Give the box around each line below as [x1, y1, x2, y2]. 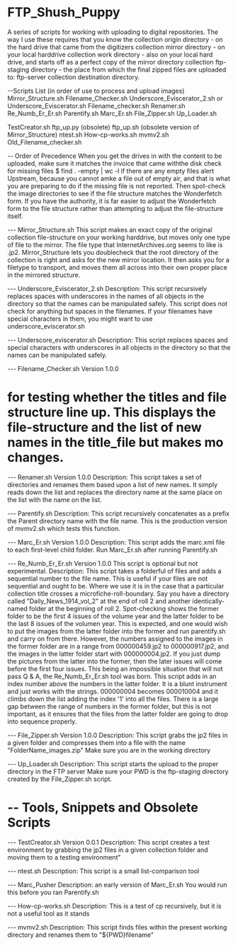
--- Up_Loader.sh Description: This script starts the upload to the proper [7, 759, 219, 768]
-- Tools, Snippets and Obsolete [7, 799, 198, 816]
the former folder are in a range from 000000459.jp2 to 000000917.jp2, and [7, 642, 229, 650]
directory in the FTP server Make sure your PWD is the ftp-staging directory [7, 767, 229, 775]
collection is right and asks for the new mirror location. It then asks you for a [7, 256, 230, 264]
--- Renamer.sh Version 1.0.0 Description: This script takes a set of [7, 472, 202, 481]
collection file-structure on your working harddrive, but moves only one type [7, 233, 230, 241]
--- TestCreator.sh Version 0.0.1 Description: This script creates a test [7, 838, 210, 846]
